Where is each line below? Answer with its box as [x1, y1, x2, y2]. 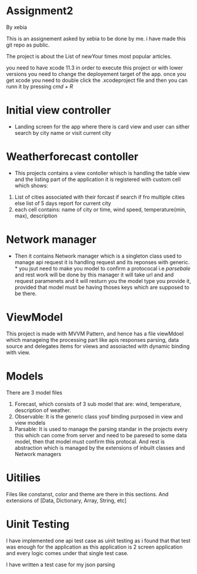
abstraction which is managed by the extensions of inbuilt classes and [14, 444, 185, 451]
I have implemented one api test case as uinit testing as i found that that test [6, 537, 191, 544]
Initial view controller [6, 104, 111, 117]
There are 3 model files [6, 389, 63, 396]
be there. [14, 290, 37, 297]
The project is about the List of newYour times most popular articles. [6, 52, 172, 60]
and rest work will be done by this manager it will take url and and [14, 271, 174, 278]
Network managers [14, 450, 62, 457]
